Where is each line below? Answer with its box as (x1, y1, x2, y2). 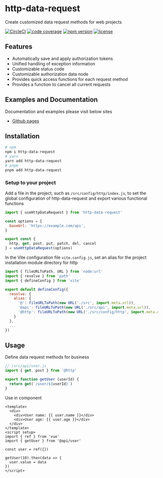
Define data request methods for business (5, 354, 90, 360)
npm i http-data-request (5, 150, 55, 154)
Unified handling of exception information (12, 60, 96, 66)
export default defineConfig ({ (5, 287, 68, 292)
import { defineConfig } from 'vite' (5, 278, 81, 283)
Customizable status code (12, 66, 65, 72)
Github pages (12, 118, 39, 124)
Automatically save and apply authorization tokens (12, 56, 113, 61)
